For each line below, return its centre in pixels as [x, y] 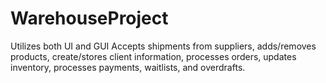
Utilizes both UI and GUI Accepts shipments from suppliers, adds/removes [163, 46]
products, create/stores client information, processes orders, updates [153, 56]
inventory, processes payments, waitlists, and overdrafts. [128, 67]
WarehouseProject [89, 18]
